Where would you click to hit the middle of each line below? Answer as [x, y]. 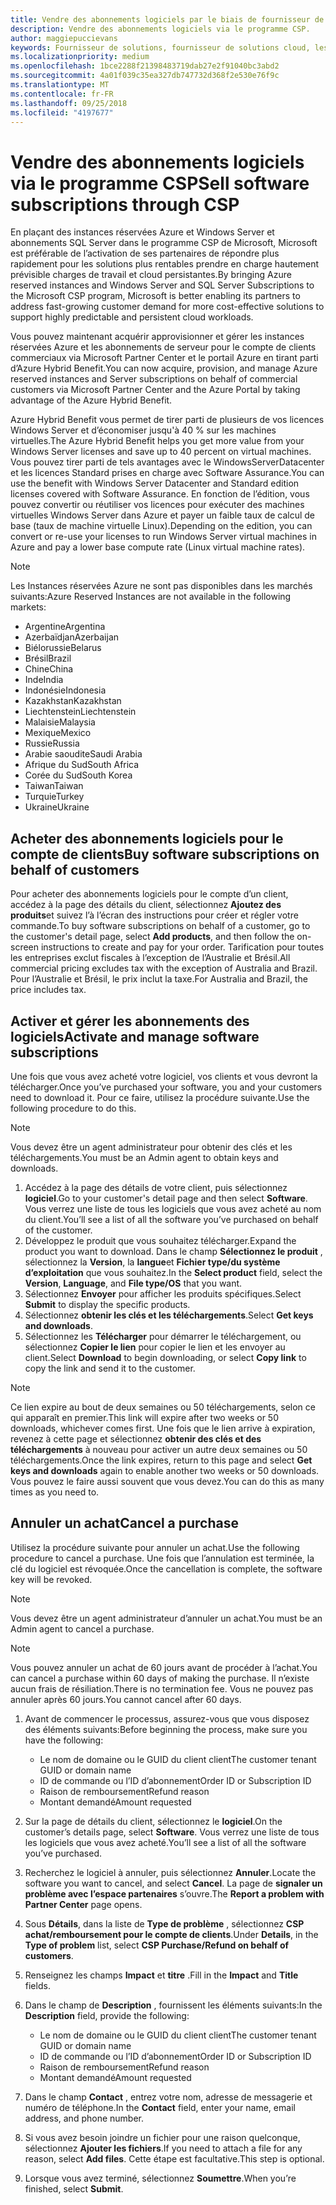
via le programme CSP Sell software [160, 183]
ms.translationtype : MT [60, 85]
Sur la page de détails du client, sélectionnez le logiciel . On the [153, 1821]
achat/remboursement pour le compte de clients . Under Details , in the [171, 1934]
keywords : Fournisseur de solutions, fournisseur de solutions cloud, [160, 47]
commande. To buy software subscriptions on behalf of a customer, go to [160, 926]
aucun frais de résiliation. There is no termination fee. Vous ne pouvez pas [162, 1688]
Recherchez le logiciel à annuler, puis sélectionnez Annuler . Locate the [170, 1872]
